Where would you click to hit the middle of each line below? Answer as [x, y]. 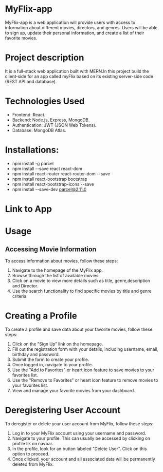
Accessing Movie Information [51, 249]
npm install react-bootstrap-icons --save [53, 184]
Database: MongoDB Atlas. [39, 130]
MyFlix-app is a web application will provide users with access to [70, 22]
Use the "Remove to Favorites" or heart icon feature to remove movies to [85, 380]
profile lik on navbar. [33, 443]
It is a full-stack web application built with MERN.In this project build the [77, 71]
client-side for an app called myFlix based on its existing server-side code [79, 76]
